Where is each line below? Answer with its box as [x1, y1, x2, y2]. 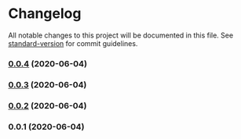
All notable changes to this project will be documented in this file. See [8, 30, 234, 40]
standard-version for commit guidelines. [8, 38, 138, 48]
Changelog [8, 5, 82, 23]
